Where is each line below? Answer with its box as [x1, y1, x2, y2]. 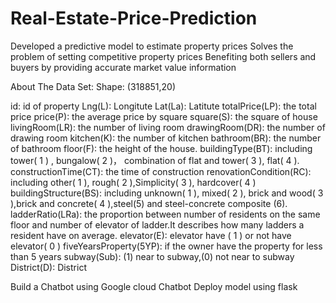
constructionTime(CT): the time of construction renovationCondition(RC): [10, 165, 312, 177]
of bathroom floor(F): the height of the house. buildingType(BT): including [10, 142, 313, 154]
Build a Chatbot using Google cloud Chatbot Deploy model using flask [10, 280, 298, 292]
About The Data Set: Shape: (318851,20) [10, 80, 177, 92]
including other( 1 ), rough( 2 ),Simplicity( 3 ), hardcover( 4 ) [10, 176, 257, 188]
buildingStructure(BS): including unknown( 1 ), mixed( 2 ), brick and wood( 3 [10, 187, 324, 199]
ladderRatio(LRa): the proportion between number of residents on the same [10, 208, 321, 220]
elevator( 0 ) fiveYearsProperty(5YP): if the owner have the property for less [10, 240, 323, 252]
